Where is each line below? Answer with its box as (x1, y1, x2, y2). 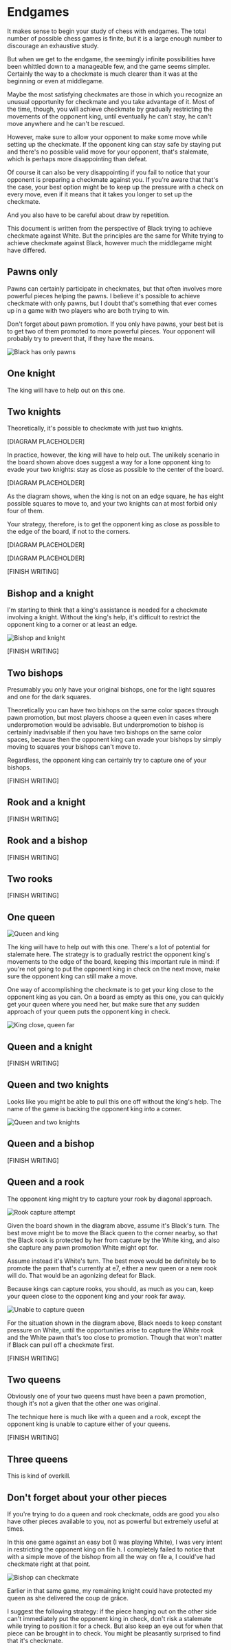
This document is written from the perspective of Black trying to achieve (7, 224, 212, 232)
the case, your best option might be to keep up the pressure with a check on (7, 183, 223, 191)
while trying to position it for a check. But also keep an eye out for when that (7, 1622, 223, 1630)
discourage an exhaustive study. (7, 41, 100, 50)
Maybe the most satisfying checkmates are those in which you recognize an (7, 90, 223, 99)
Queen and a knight (7, 1041, 93, 1053)
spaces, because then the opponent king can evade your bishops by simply (7, 735, 222, 743)
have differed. (7, 246, 47, 254)
